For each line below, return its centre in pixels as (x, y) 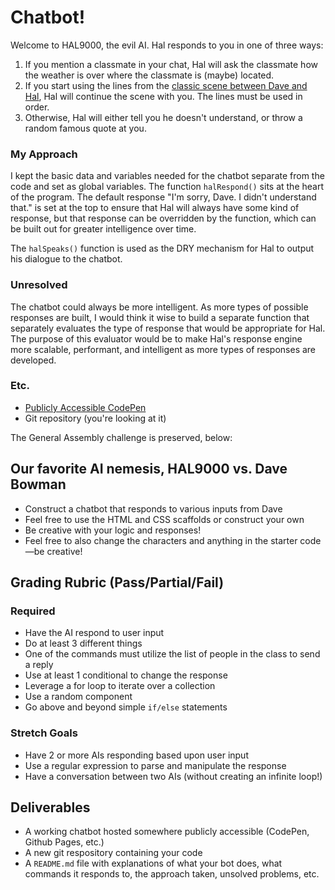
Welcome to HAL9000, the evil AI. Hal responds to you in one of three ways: (167, 45)
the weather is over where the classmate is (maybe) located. (149, 75)
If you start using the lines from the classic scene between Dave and (166, 85)
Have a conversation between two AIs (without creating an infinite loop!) (173, 776)
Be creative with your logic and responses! (113, 530)
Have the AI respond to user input (94, 633)
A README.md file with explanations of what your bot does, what (153, 863)
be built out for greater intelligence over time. (103, 229)
